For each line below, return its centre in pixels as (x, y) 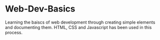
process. (14, 32)
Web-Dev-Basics (40, 9)
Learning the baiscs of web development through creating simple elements (80, 22)
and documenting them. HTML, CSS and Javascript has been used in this (79, 27)
